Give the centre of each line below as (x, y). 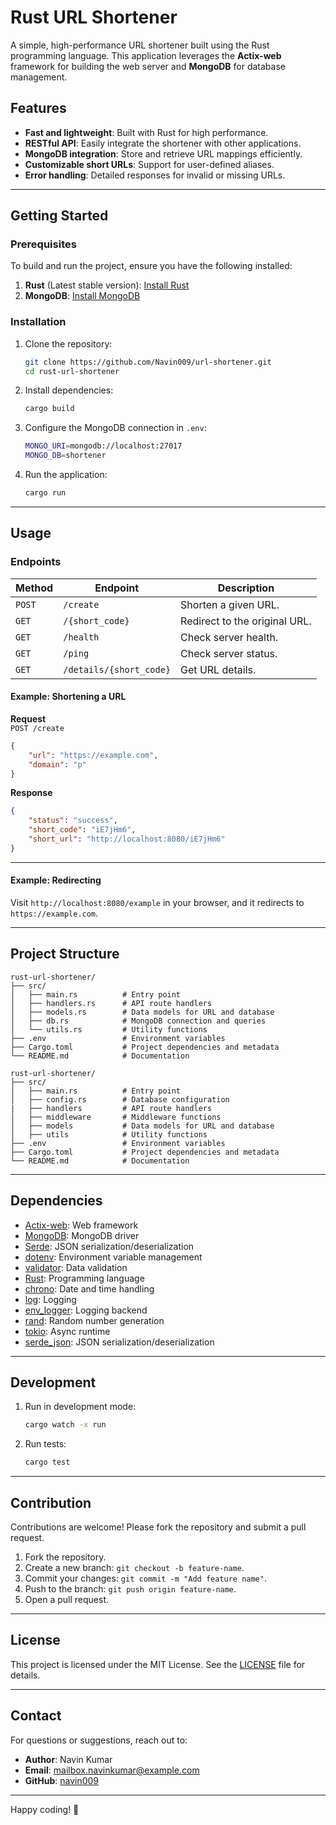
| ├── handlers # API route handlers (111, 1108)
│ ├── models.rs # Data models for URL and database (142, 1012)
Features (38, 108)
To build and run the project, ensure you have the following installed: (151, 266)
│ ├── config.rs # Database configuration (120, 1099)
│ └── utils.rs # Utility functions (109, 1029)
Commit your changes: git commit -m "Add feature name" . (145, 1578)
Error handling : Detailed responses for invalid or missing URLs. (155, 175)
